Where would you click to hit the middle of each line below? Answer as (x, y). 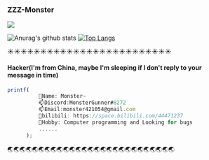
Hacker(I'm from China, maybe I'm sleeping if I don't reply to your (104, 67)
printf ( (19, 90)
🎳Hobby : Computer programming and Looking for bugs (115, 122)
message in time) (33, 75)
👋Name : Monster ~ (62, 96)
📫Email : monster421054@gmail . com (87, 110)
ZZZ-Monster (31, 10)
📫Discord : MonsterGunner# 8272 (82, 103)
